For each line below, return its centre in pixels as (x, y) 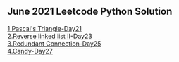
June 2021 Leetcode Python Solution (90, 12)
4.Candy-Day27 (30, 51)
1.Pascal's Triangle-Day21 (45, 28)
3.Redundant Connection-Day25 (54, 43)
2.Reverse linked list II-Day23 (50, 36)
